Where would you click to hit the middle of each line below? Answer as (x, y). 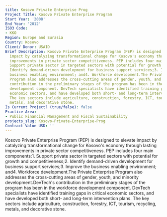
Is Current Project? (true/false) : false (49, 107)
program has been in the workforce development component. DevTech (78, 188)
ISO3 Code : (16, 28)
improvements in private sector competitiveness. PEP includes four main (79, 151)
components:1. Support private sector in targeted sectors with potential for (82, 156)
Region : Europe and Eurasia (34, 38)
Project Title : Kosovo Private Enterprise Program (59, 14)
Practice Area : (21, 112)
